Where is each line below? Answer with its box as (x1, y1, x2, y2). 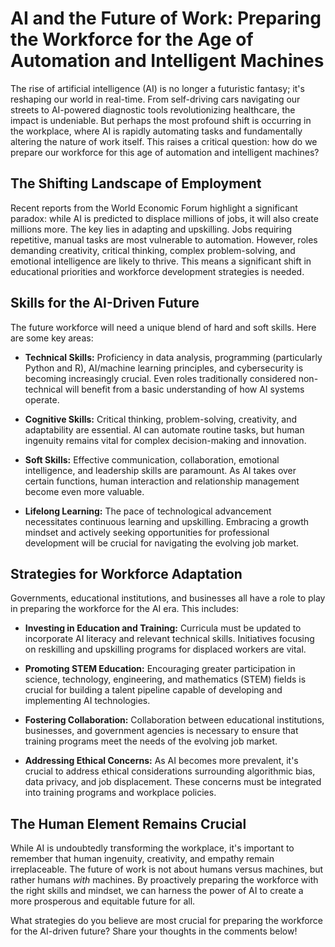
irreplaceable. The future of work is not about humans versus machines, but (10, 863, 324, 876)
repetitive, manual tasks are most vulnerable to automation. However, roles (10, 233, 318, 246)
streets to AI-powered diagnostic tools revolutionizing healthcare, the (10, 103, 296, 116)
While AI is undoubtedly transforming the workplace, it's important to (10, 842, 295, 854)
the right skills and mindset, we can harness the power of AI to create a (10, 885, 304, 897)
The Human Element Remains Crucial (10, 815, 247, 832)
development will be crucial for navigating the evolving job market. (24, 537, 300, 549)
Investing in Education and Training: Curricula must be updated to (24, 622, 302, 634)
